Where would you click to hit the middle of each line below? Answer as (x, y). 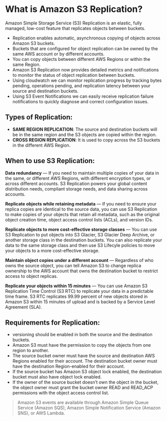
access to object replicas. (32, 276)
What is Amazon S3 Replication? (74, 9)
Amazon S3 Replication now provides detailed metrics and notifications (85, 70)
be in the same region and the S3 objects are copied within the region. (84, 134)
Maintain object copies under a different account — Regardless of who (79, 260)
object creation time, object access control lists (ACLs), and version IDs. (79, 219)
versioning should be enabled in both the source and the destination (83, 335)
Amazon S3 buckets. (34, 43)
